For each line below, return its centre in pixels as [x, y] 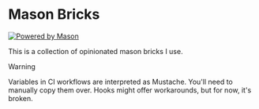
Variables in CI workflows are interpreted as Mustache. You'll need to [120, 82]
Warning [22, 66]
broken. [21, 98]
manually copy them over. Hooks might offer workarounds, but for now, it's [130, 90]
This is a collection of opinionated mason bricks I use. [96, 51]
